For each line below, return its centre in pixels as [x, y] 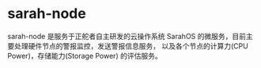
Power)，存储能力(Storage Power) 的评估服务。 [85, 55]
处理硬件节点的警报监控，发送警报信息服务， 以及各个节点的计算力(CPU [131, 46]
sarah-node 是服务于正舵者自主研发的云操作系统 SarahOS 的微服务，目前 [127, 36]
